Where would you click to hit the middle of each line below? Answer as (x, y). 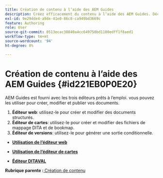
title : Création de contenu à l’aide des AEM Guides (59, 9)
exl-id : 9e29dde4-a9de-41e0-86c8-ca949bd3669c (53, 18)
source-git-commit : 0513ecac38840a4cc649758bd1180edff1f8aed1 (69, 32)
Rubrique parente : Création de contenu (45, 170)
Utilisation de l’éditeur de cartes (45, 151)
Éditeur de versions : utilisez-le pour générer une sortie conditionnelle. (83, 133)
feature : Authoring (25, 23)
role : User (16, 28)
